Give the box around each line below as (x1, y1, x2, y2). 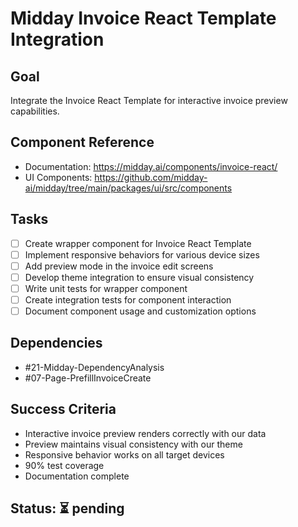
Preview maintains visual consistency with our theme (24, 438, 243, 450)
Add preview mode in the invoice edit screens (24, 260, 214, 272)
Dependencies (10, 335, 103, 352)
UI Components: (24, 171, 93, 183)
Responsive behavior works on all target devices (24, 448, 225, 461)
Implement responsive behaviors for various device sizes (24, 248, 260, 261)
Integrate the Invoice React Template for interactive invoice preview (10, 95, 288, 106)
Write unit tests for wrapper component (24, 282, 188, 294)
